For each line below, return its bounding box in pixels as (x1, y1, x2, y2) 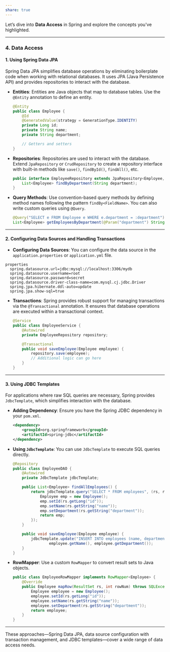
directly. (12, 451, 30, 458)
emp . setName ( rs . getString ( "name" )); (39, 503, 117, 508)
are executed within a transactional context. (12, 308, 104, 315)
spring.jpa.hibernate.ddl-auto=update (10, 284, 92, 289)
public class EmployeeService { (12, 323, 81, 328)
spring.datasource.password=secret (10, 275, 85, 281)
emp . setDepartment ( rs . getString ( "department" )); (39, 508, 145, 513)
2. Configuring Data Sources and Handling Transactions (5, 236, 125, 242)
